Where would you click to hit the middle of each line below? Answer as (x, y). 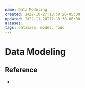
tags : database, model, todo (35, 28)
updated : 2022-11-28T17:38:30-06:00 (42, 19)
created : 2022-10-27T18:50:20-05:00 (42, 14)
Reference (21, 70)
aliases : (14, 23)
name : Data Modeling (26, 10)
